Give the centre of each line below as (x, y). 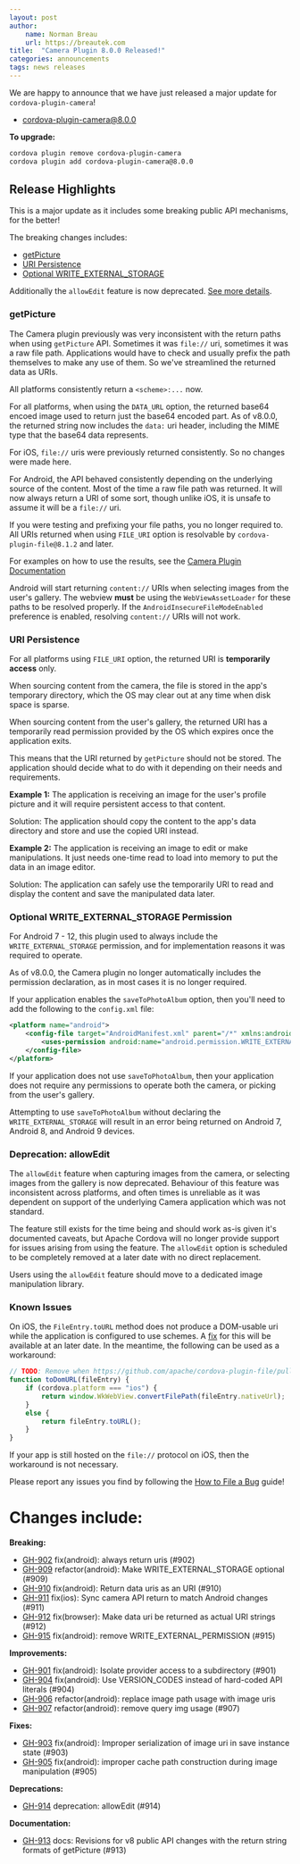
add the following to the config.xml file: (82, 1009)
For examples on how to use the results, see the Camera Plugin (125, 561)
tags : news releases (48, 68)
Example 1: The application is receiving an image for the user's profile (138, 795)
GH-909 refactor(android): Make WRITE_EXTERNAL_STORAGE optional (153, 1569)
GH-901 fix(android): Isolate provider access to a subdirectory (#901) (149, 1670)
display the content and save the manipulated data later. (112, 894)
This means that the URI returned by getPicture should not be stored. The (146, 758)
